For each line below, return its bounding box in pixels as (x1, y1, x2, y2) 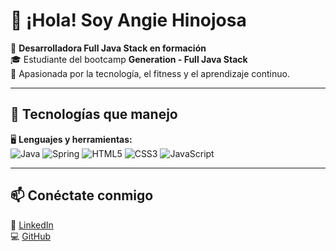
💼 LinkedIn (10, 219, 54, 231)
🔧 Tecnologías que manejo (10, 106, 178, 123)
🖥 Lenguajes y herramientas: (10, 133, 133, 145)
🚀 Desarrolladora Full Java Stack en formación (10, 42, 207, 54)
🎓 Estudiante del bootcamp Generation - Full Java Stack (10, 53, 248, 65)
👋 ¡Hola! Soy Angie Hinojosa (10, 9, 247, 32)
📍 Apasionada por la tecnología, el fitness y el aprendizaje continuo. (10, 67, 290, 79)
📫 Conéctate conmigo (10, 187, 154, 204)
